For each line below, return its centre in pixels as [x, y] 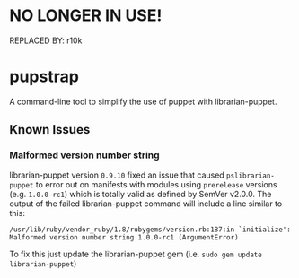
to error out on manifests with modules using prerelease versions [156, 184]
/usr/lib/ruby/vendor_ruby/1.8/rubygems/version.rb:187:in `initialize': [150, 230]
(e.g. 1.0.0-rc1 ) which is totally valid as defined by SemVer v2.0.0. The [141, 194]
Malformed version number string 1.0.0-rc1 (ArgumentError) [124, 237]
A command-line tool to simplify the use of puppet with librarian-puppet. [143, 101]
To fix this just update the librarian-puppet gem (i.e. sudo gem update [136, 254]
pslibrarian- [251, 176]
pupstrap [44, 77]
